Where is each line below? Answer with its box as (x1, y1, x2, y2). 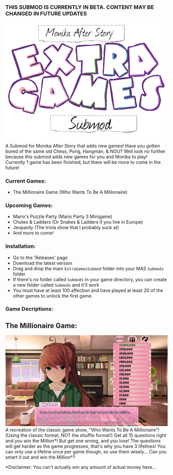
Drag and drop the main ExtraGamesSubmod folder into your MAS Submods (12, 265, 164, 271)
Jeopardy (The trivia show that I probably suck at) (12, 225, 119, 231)
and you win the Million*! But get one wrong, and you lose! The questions (5, 438, 161, 444)
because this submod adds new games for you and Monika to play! (5, 153, 148, 160)
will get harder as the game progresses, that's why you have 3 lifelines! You (5, 443, 166, 449)
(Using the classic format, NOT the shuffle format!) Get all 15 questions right (5, 432, 166, 439)
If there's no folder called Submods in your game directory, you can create (12, 276, 167, 282)
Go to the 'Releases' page (12, 254, 68, 261)
